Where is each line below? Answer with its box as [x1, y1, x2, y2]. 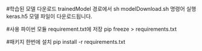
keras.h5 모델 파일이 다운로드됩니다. [6, 13, 93, 20]
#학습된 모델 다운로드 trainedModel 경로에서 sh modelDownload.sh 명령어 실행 [6, 5, 197, 12]
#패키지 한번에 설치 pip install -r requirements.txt [6, 38, 126, 45]
